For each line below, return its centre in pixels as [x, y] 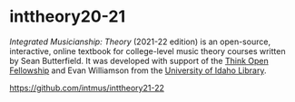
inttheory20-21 [67, 17]
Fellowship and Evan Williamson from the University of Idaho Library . [138, 70]
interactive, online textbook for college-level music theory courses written [147, 51]
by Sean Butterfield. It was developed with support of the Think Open [139, 60]
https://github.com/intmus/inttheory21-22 [87, 88]
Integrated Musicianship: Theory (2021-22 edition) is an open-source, [140, 42]
